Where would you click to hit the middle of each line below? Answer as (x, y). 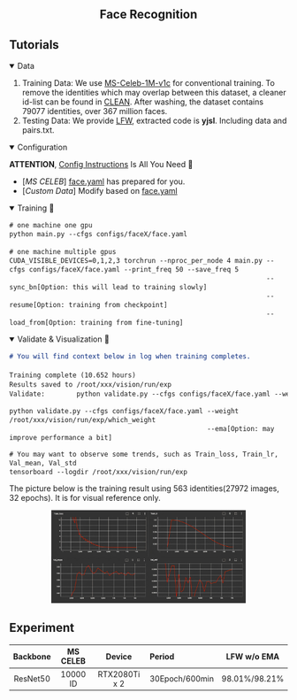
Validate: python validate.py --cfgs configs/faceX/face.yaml (140, 394)
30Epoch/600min (182, 679)
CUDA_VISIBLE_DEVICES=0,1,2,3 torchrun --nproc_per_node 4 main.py (136, 261)
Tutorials (34, 45)
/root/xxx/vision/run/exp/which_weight (83, 419)
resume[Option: (37, 305)
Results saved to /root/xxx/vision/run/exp (91, 384)
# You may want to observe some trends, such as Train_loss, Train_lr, (144, 454)
